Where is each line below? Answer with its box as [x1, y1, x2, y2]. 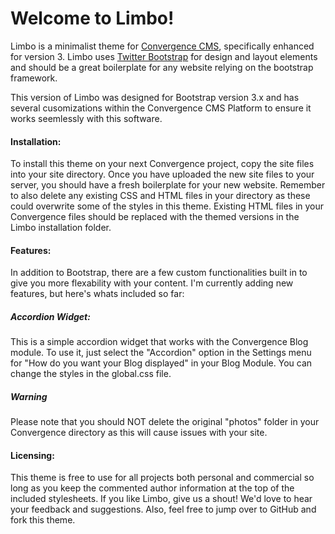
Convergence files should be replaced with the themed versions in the [10, 211, 300, 223]
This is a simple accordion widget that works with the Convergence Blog [10, 336, 309, 348]
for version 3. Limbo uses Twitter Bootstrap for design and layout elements [10, 50, 318, 62]
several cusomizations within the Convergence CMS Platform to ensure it [10, 102, 312, 114]
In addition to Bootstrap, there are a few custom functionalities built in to [10, 267, 308, 279]
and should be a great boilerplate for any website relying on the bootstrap [10, 61, 314, 73]
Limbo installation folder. [10, 222, 112, 234]
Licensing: [10, 449, 55, 461]
